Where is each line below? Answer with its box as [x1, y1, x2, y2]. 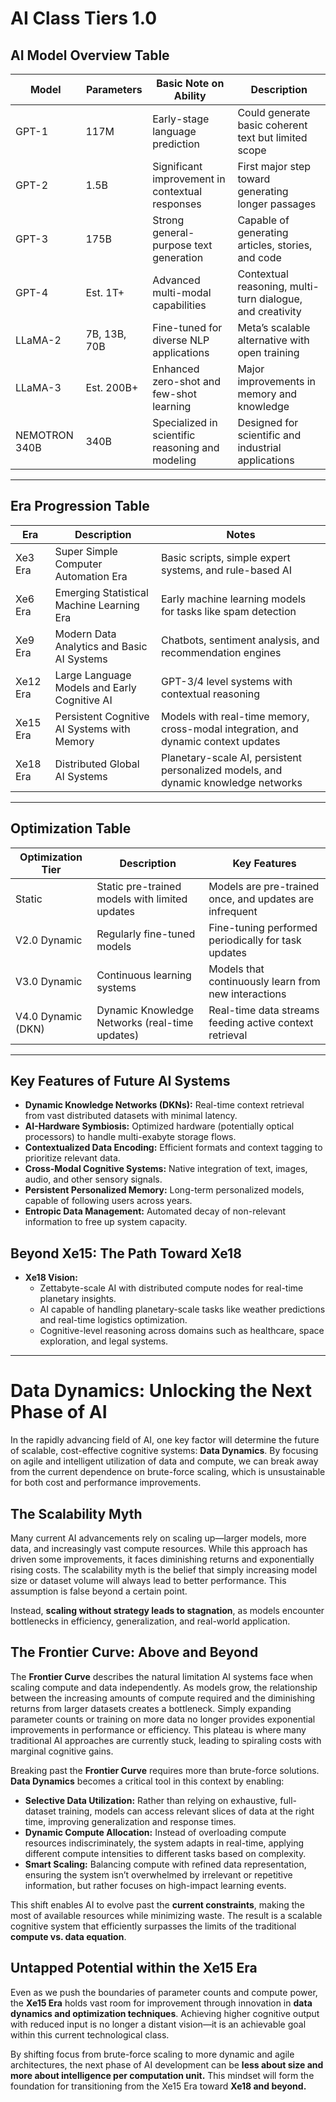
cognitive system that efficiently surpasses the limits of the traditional [10, 1920, 297, 1932]
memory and [237, 387, 298, 401]
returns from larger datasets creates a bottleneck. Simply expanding [10, 1702, 292, 1714]
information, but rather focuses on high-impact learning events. [24, 1879, 287, 1891]
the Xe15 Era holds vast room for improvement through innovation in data [10, 1997, 313, 2009]
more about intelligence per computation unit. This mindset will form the [10, 2069, 315, 2081]
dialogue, [259, 292, 303, 306]
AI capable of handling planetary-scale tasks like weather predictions [39, 1303, 326, 1316]
